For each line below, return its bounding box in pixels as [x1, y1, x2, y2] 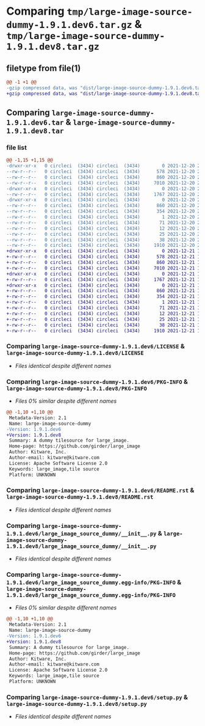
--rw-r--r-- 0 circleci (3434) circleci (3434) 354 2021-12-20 [6, 208, 195, 215]
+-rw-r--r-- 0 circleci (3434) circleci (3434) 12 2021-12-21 [6, 310, 195, 317]
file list [6, 143, 27, 152]
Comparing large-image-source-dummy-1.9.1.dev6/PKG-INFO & [6, 377, 188, 386]
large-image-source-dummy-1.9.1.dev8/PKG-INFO [6, 385, 148, 392]
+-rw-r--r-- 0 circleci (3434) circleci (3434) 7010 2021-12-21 [6, 265, 195, 271]
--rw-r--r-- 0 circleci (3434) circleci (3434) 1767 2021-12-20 [6, 191, 195, 197]
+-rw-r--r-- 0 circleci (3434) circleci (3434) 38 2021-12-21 [6, 322, 195, 328]
